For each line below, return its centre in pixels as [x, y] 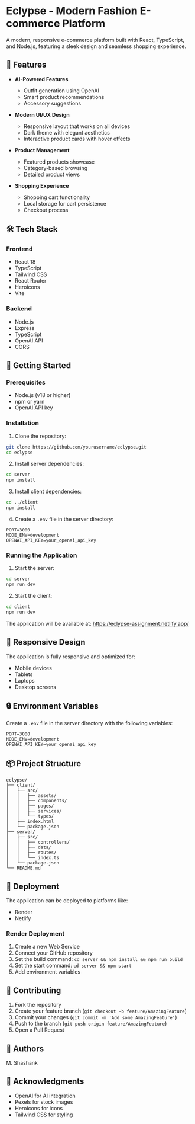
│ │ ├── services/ [34, 811]
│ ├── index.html [30, 822]
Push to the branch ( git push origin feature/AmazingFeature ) [91, 1024]
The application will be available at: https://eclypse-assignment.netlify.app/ [97, 623]
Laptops [25, 680]
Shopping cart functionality [57, 197]
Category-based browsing [55, 168]
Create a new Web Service [47, 947]
